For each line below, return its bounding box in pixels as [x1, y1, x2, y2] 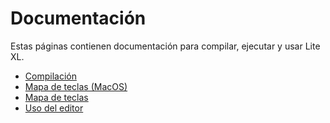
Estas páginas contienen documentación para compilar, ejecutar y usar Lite [10, 40, 321, 52]
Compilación [24, 70, 77, 82]
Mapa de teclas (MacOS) [24, 80, 128, 92]
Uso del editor [24, 102, 84, 114]
